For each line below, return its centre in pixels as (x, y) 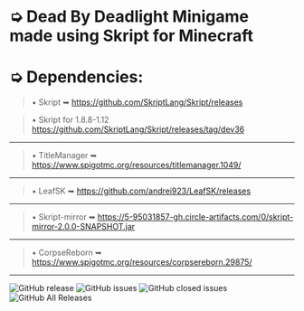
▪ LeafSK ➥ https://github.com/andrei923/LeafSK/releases (141, 191)
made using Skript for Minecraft (132, 36)
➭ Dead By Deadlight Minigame (129, 17)
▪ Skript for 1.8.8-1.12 (70, 120)
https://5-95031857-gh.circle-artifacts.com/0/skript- (195, 217)
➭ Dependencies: (76, 77)
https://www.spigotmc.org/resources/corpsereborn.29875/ (142, 262)
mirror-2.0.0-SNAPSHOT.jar (83, 227)
